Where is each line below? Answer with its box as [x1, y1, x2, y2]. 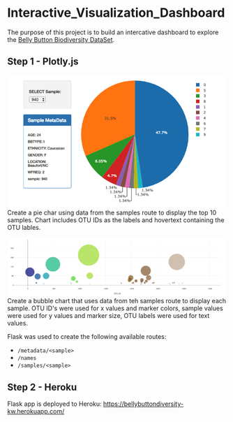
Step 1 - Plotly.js [7, 56, 79, 68]
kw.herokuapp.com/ [7, 407, 65, 415]
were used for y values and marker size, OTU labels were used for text [7, 312, 210, 320]
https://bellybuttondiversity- [103, 400, 183, 408]
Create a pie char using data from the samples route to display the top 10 [7, 208, 217, 217]
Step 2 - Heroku [7, 381, 77, 393]
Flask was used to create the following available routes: [7, 333, 167, 341]
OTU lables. [7, 223, 41, 231]
